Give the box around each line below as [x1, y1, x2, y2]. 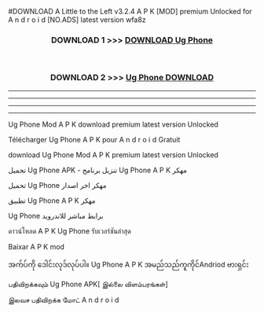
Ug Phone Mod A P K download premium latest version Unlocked [8, 120, 218, 129]
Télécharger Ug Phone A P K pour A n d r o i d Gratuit [8, 134, 181, 144]
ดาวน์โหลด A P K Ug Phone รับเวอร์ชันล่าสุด [8, 226, 131, 235]
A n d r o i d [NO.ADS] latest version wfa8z [8, 15, 147, 24]
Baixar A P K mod [8, 241, 65, 251]
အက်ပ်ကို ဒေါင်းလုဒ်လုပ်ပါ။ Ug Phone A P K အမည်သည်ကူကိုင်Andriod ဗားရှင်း [8, 260, 249, 269]
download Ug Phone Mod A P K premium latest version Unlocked [8, 149, 218, 160]
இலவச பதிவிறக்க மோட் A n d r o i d [8, 295, 119, 304]
